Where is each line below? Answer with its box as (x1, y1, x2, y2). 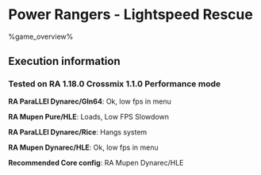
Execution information (8, 55, 121, 68)
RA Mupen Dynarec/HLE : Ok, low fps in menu (8, 143, 159, 152)
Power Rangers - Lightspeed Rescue (8, 6, 254, 24)
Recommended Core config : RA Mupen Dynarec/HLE (8, 158, 184, 167)
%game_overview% (8, 32, 74, 41)
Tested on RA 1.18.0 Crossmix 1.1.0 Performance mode (8, 78, 221, 89)
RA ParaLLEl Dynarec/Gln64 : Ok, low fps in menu (8, 97, 172, 106)
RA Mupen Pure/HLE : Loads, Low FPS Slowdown (8, 112, 169, 121)
